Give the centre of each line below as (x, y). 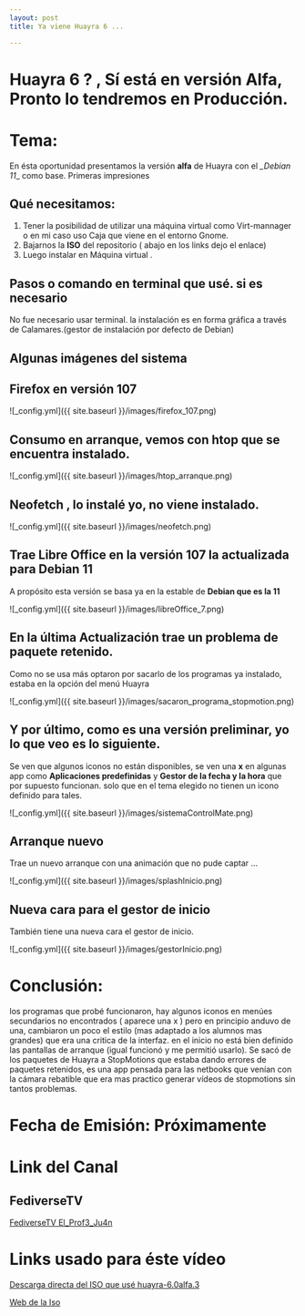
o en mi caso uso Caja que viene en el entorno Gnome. (126, 236)
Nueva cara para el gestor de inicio (110, 909)
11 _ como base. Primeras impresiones (80, 175)
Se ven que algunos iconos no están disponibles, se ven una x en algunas (148, 766)
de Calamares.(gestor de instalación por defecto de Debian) (122, 330)
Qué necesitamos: (62, 205)
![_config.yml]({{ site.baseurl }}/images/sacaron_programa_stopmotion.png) (152, 701)
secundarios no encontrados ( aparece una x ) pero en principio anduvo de (150, 1021)
